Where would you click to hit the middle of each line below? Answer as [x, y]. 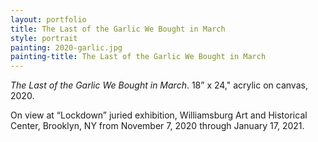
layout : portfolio [48, 19]
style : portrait [44, 38]
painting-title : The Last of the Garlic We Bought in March [138, 57]
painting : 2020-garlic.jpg [66, 47]
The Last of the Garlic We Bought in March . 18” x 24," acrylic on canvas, [159, 85]
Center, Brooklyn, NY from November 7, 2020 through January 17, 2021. [157, 126]
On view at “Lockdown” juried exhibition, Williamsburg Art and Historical [159, 115]
